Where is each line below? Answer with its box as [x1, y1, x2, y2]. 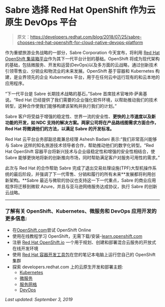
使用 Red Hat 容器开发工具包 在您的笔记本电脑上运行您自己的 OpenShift [12, 251, 156, 258]
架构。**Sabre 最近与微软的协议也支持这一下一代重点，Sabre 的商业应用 [9, 177, 156, 183]
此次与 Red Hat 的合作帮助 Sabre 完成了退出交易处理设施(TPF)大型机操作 [5, 165, 153, 171]
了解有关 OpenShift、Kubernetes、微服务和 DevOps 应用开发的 [5, 207, 157, 214]
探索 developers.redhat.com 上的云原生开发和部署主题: [12, 264, 124, 270]
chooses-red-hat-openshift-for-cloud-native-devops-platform [17, 39, 143, 45]
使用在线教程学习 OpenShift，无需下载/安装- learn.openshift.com [12, 233, 142, 239]
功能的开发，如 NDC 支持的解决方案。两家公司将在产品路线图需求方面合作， [5, 119, 159, 125]
